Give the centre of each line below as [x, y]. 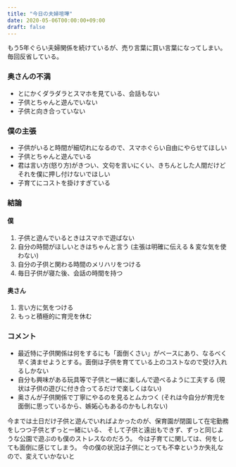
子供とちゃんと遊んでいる [55, 156]
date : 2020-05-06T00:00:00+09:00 [56, 20]
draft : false [26, 27]
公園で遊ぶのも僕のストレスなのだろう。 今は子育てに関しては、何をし [122, 438]
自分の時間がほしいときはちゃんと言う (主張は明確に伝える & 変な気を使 [122, 247]
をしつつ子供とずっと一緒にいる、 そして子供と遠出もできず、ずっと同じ [112, 430]
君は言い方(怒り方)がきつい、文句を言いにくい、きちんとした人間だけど [122, 165]
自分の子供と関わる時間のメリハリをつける [79, 264]
